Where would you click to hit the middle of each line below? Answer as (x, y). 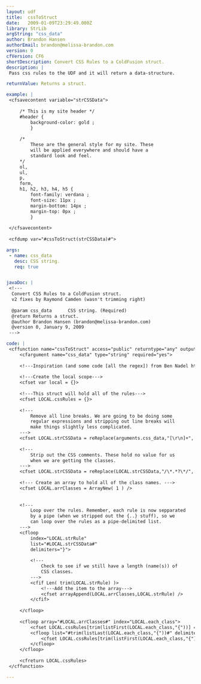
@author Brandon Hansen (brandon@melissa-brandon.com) (81, 322)
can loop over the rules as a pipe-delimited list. (96, 522)
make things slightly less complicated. (81, 427)
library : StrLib (26, 28)
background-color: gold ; (63, 122)
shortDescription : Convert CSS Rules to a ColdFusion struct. (85, 62)
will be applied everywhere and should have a (89, 150)
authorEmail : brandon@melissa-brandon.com (60, 45)
